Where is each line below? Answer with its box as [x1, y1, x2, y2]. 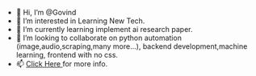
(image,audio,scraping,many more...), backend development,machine [15, 42, 248, 51]
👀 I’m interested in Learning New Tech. [15, 16, 145, 26]
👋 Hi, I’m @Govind [15, 8, 77, 17]
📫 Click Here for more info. [15, 59, 108, 68]
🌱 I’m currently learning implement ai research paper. [15, 25, 193, 34]
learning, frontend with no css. [15, 50, 119, 59]
